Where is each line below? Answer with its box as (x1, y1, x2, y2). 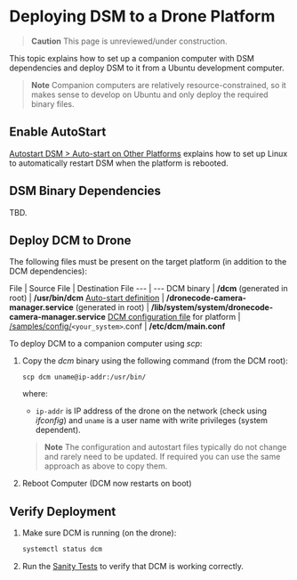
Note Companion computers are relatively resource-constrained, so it (30, 79, 286, 90)
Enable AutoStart (9, 125, 107, 140)
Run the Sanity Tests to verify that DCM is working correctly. (21, 561, 245, 572)
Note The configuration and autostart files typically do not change (44, 442, 287, 453)
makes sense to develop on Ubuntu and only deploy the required (30, 89, 269, 100)
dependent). (35, 425, 82, 436)
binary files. (30, 98, 75, 109)
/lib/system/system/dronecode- (150, 302, 274, 313)
